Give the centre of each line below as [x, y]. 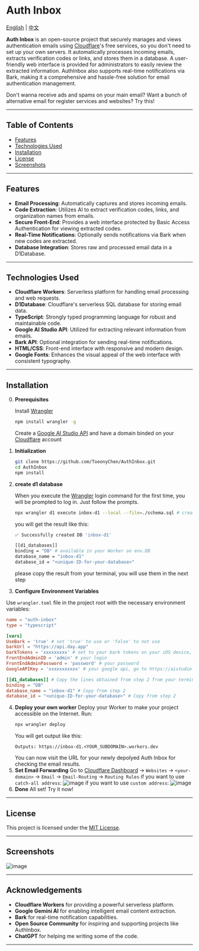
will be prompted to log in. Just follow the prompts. [77, 502]
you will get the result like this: [52, 524]
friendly [16, 64]
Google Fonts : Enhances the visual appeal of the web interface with [97, 355]
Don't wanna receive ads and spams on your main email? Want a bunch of [97, 95]
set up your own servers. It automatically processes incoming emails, [91, 52]
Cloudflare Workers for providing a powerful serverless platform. [94, 904]
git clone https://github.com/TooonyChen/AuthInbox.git [85, 462]
